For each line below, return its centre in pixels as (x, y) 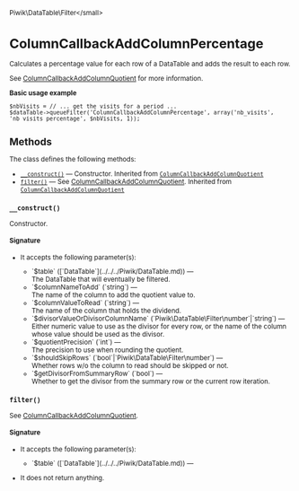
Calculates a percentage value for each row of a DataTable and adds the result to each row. (150, 64)
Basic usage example (43, 93)
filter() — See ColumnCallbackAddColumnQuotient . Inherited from (126, 181)
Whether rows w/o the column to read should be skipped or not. (130, 366)
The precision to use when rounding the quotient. (107, 350)
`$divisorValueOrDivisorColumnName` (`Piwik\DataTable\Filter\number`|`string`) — (158, 319)
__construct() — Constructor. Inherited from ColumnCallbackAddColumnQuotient (142, 174)
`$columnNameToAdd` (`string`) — (84, 287)
